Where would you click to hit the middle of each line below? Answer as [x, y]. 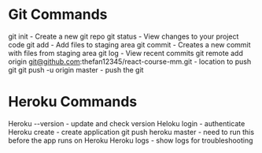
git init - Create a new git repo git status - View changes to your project [124, 36]
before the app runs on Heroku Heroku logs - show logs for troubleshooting [131, 140]
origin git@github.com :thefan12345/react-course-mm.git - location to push [130, 62]
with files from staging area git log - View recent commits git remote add [126, 53]
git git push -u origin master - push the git [76, 69]
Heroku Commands [73, 102]
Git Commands [58, 15]
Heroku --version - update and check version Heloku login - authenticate [127, 123]
